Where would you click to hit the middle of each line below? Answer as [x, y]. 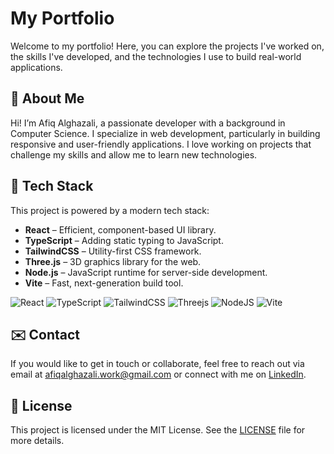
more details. [37, 441]
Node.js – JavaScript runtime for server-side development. [146, 272]
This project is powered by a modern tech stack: [110, 210]
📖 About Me [47, 98]
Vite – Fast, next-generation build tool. [104, 283]
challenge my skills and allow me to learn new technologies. [134, 154]
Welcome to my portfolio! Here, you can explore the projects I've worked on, [167, 46]
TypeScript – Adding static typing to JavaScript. [124, 240]
